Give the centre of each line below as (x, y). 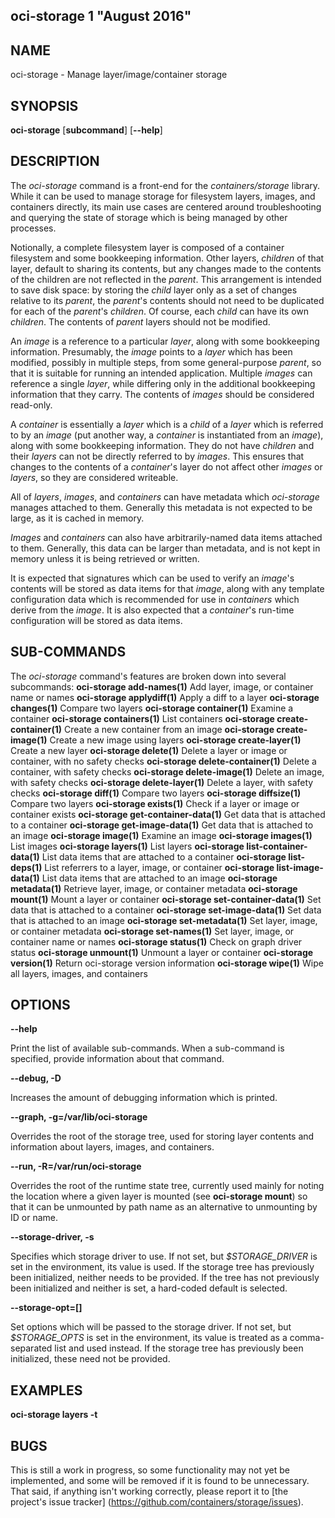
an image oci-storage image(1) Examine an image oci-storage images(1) (161, 835)
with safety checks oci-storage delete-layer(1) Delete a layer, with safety (162, 782)
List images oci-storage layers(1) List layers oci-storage (127, 846)
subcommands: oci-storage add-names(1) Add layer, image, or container (162, 686)
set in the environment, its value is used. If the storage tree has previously (162, 1267)
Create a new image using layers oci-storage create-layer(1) (175, 740)
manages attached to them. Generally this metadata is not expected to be (161, 507)
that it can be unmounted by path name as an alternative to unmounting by (164, 1207)
